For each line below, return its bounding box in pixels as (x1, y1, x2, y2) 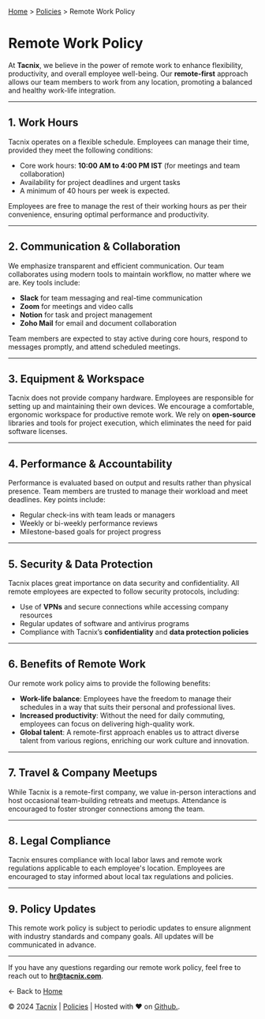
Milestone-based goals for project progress (19, 527, 162, 537)
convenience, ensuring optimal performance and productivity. (8, 209, 209, 219)
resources (19, 610, 53, 620)
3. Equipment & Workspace (8, 372, 144, 386)
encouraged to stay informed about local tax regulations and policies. (8, 872, 234, 881)
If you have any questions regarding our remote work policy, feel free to (8, 963, 241, 972)
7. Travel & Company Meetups (8, 766, 158, 779)
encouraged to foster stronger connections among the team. (8, 804, 205, 813)
